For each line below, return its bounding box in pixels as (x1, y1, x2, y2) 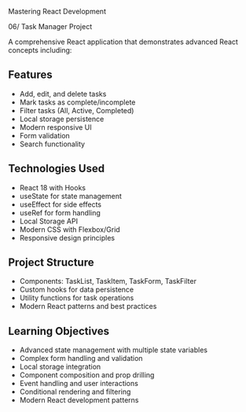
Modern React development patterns (19, 395, 139, 405)
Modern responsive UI (19, 122, 92, 132)
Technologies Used (8, 162, 105, 175)
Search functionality (19, 139, 85, 149)
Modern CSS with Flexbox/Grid (19, 224, 120, 234)
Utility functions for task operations (19, 293, 134, 303)
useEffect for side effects (19, 200, 102, 209)
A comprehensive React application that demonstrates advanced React (8, 37, 238, 46)
